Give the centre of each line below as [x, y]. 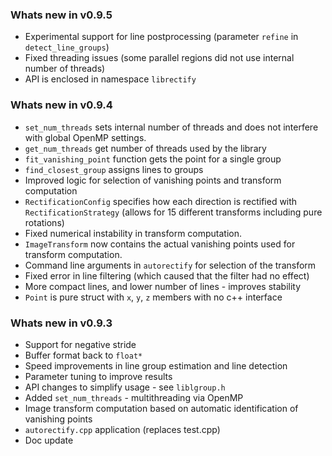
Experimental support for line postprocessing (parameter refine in [161, 37]
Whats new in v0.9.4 [61, 105]
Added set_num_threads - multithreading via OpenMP [134, 397]
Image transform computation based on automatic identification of [161, 408]
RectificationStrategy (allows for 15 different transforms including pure [173, 212]
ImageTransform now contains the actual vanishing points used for [160, 244]
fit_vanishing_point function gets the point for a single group [153, 159]
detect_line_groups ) [67, 47]
